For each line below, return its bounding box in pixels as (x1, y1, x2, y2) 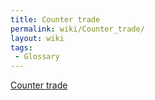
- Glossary (14, 52, 60, 62)
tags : (10, 42, 33, 53)
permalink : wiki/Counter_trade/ (10, 24, 145, 34)
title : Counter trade (10, 14, 101, 25)
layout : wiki (10, 33, 65, 43)
